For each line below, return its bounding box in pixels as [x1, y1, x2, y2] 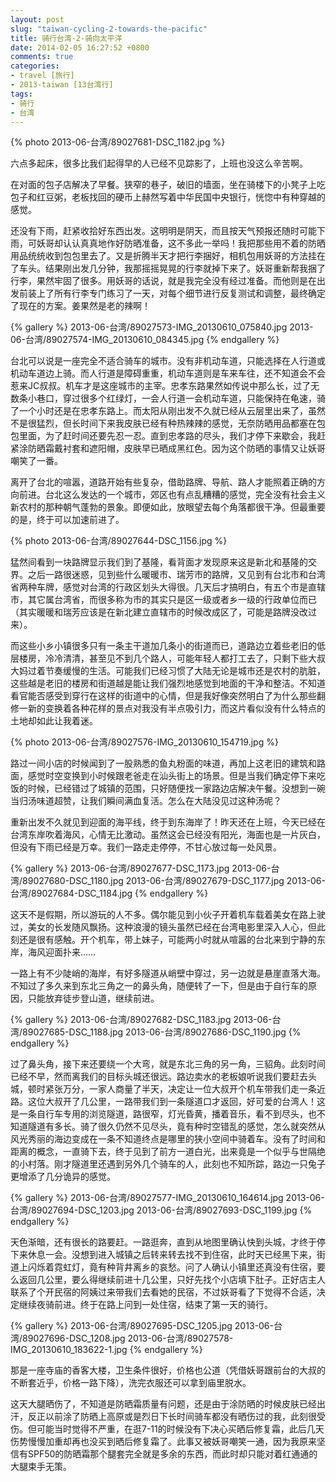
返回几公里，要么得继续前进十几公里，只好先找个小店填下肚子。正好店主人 [18, 1274, 326, 1286]
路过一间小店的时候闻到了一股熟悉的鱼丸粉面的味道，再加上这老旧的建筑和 [10, 757, 317, 770]
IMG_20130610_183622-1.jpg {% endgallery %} [10, 1344, 203, 1356]
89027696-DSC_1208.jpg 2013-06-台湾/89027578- [22, 1332, 234, 1345]
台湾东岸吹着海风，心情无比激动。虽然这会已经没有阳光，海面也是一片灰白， [10, 829, 326, 841]
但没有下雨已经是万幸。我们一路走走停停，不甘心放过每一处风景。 [10, 841, 282, 853]
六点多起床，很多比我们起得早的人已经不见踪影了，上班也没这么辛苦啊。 [10, 157, 308, 170]
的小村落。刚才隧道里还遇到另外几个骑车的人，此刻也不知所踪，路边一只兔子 [10, 1158, 326, 1170]
